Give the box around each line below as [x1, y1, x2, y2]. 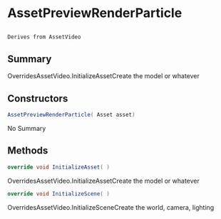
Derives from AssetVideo [7, 33, 81, 41]
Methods [7, 144, 48, 157]
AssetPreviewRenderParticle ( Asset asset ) [7, 112, 135, 119]
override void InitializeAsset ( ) [7, 164, 110, 171]
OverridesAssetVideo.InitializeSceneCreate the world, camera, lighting [7, 203, 215, 211]
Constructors [7, 92, 68, 105]
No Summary [7, 124, 46, 132]
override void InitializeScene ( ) [7, 190, 110, 197]
